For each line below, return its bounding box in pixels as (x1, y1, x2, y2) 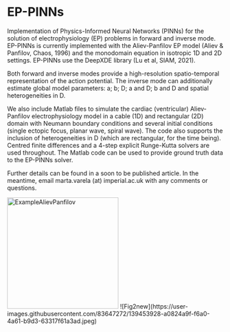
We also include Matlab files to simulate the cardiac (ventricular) (7, 104, 189, 113)
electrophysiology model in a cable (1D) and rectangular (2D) (31, 111, 204, 120)
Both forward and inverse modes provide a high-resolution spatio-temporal (7, 69, 220, 78)
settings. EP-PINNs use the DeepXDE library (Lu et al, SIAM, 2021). (7, 56, 196, 64)
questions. (7, 184, 37, 192)
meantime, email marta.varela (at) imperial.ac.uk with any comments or (7, 176, 208, 184)
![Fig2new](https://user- (119, 302, 189, 310)
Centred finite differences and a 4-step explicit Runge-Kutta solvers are (7, 141, 210, 149)
